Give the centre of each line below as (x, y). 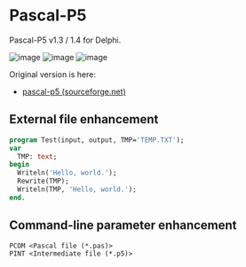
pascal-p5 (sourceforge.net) (74, 91)
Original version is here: (52, 74)
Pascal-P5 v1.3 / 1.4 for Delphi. (65, 40)
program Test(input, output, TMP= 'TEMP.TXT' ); (97, 140)
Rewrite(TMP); (43, 181)
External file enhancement (84, 119)
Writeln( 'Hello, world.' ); (67, 173)
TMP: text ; (37, 156)
